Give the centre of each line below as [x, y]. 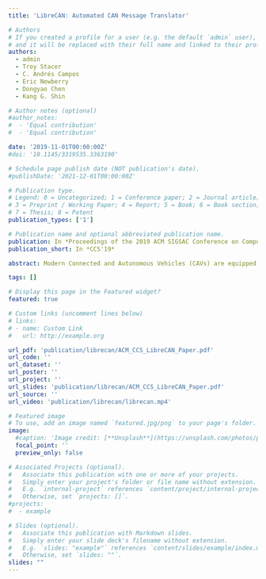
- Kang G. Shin [40, 96]
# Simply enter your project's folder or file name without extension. [133, 482]
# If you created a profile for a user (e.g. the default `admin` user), [133, 37]
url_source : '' [33, 394]
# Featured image [37, 416]
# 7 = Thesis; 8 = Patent [51, 213]
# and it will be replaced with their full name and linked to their [125, 44]
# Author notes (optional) [53, 111]
